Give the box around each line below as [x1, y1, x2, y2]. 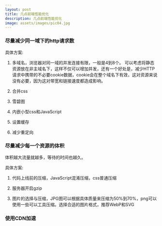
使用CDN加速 [5, 215, 36, 222]
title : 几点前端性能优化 [5, 12, 49, 16]
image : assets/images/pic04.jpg [5, 20, 70, 26]
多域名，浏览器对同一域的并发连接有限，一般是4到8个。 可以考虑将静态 [12, 60, 155, 65]
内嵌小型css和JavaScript [12, 108, 62, 114]
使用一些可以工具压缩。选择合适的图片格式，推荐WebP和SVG [12, 201, 134, 207]
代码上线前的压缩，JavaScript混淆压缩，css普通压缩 [12, 175, 117, 181]
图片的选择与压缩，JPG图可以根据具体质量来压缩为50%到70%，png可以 [12, 196, 157, 201]
